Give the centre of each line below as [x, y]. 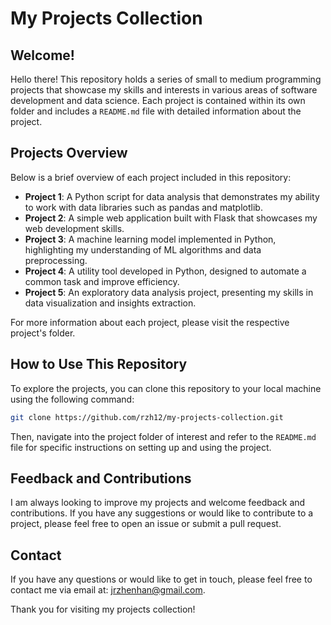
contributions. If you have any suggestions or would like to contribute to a [162, 513]
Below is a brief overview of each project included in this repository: [151, 177]
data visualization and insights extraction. [110, 303]
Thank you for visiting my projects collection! [103, 609]
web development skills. [74, 228]
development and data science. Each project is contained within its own [158, 100]
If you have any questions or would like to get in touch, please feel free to [161, 579]
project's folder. [43, 333]
